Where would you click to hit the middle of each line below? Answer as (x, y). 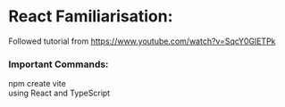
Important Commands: (59, 64)
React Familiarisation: (91, 16)
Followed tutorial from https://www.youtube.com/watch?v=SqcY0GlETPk (142, 41)
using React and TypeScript (59, 93)
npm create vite (37, 84)
